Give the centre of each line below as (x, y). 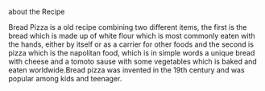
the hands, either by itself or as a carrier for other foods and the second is (131, 44)
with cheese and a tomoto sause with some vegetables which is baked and (133, 61)
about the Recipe (37, 12)
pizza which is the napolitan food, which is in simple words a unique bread (132, 53)
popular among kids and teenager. (65, 79)
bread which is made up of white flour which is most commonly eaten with (132, 36)
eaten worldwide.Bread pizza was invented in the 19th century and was (126, 70)
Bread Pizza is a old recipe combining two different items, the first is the (128, 27)
